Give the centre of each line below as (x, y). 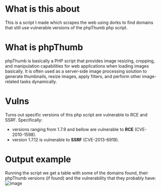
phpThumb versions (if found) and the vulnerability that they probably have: (80, 178)
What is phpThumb (44, 48)
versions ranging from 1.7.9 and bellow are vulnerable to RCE (73, 129)
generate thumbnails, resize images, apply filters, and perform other (73, 76)
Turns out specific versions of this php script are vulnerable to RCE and (76, 115)
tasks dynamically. (39, 81)
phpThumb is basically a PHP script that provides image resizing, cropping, (80, 61)
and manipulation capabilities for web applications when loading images (77, 66)
